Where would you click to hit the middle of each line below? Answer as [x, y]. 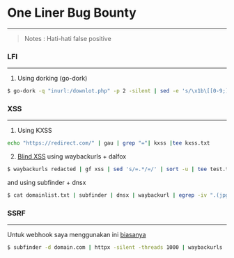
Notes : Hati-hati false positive [68, 38]
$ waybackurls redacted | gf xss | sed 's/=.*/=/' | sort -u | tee [107, 169]
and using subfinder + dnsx [47, 183]
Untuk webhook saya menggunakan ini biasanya [77, 235]
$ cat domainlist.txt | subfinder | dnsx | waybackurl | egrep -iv [107, 195]
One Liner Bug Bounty [72, 13]
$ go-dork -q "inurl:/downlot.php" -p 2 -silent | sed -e [93, 91]
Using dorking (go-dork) [52, 79]
